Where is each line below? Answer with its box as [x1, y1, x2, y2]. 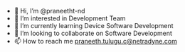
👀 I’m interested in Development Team [14, 14, 126, 22]
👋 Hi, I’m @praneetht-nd [14, 7, 85, 15]
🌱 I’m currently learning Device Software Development [14, 22, 174, 30]
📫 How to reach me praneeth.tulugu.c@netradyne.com [14, 37, 178, 45]
